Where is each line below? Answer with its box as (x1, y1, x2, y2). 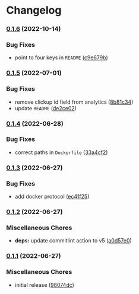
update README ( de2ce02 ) (14, 104, 77, 111)
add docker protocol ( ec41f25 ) (14, 193, 90, 200)
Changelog (6, 4, 62, 17)
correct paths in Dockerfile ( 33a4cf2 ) (14, 149, 108, 156)
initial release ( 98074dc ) (14, 281, 74, 288)
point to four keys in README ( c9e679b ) (14, 54, 108, 61)
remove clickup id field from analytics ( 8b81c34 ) (14, 98, 134, 106)
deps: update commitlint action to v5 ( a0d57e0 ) (14, 237, 132, 244)
